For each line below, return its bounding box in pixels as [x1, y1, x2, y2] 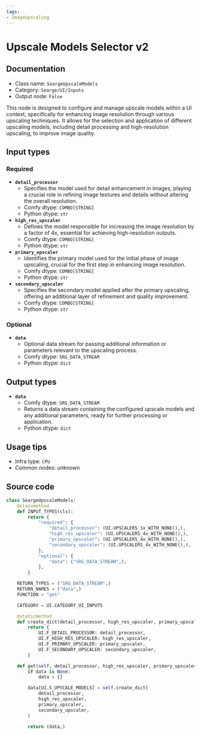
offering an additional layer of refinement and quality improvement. [23, 293, 189, 300]
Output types [6, 376, 57, 387]
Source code [6, 481, 55, 491]
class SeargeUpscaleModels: [6, 497, 77, 503]
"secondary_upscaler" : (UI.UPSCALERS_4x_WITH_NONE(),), [48, 542, 191, 548]
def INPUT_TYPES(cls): [17, 508, 74, 515]
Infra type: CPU [14, 458, 50, 465]
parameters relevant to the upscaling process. [23, 347, 138, 354]
